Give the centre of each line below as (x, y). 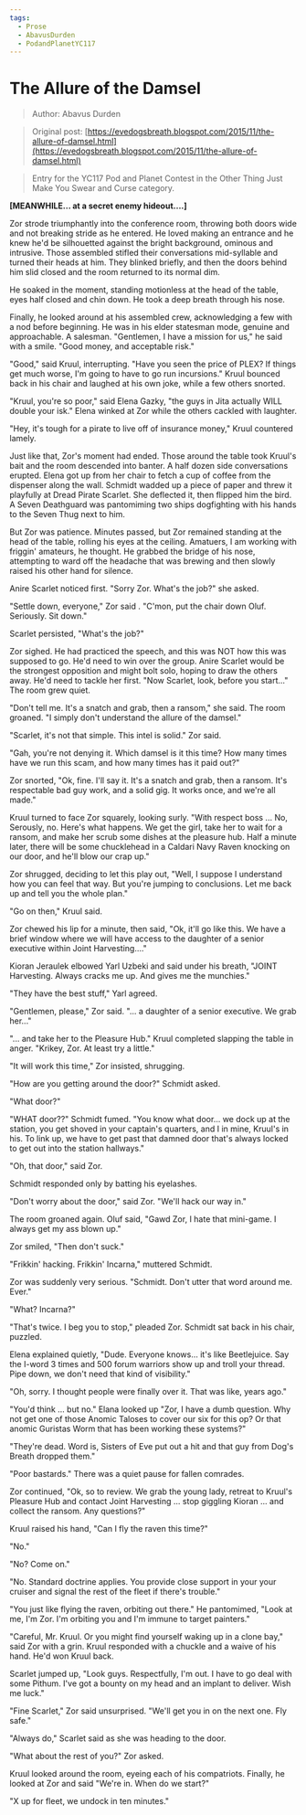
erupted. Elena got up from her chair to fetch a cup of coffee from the (140, 475)
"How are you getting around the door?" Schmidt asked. (115, 1084)
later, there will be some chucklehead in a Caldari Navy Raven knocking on (150, 847)
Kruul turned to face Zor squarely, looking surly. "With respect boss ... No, (148, 818)
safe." (21, 1721)
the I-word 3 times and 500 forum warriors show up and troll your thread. (148, 1364)
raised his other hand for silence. (72, 571)
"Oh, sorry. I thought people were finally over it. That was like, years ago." (148, 1392)
